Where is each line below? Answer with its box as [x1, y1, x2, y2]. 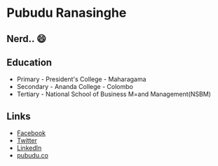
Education [6, 56, 53, 68]
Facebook [16, 129, 46, 137]
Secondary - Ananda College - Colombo [16, 83, 134, 91]
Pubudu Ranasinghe [6, 5, 127, 21]
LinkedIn [16, 144, 42, 152]
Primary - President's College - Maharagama [16, 75, 147, 83]
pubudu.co [16, 151, 48, 160]
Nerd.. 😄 [6, 33, 47, 45]
